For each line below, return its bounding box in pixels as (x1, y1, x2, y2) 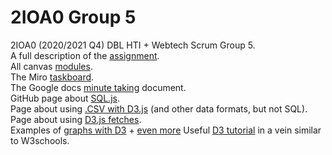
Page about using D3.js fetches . (10, 113, 142, 125)
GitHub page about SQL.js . (10, 92, 120, 104)
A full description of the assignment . (10, 49, 160, 61)
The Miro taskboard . (10, 71, 95, 83)
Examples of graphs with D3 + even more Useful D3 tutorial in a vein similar (10, 124, 322, 136)
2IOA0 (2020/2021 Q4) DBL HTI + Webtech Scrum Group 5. (10, 39, 256, 51)
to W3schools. (10, 134, 70, 146)
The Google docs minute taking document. (10, 81, 187, 93)
